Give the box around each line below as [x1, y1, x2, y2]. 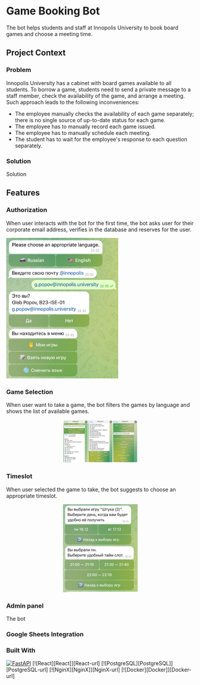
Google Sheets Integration [6, 630, 84, 639]
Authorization [6, 206, 48, 214]
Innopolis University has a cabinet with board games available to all [6, 79, 172, 86]
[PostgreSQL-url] [6, 666, 48, 674]
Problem [6, 66, 32, 74]
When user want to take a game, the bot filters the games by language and [6, 402, 190, 409]
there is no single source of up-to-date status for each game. [14, 116, 166, 123]
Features [6, 188, 40, 198]
